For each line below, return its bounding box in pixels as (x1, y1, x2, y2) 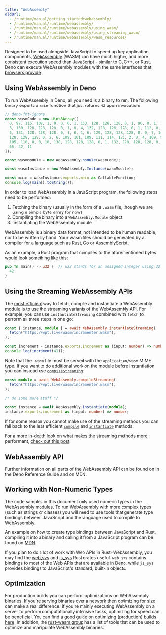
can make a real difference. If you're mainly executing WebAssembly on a (5, 603, 155, 609)
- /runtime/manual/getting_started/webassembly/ (9, 16, 112, 21)
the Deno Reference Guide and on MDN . (5, 471, 87, 477)
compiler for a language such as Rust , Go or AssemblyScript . (5, 240, 129, 246)
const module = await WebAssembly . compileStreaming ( (5, 377, 116, 382)
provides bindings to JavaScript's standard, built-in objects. (5, 565, 127, 571)
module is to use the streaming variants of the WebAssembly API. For (5, 306, 146, 312)
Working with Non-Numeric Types (5, 485, 113, 494)
